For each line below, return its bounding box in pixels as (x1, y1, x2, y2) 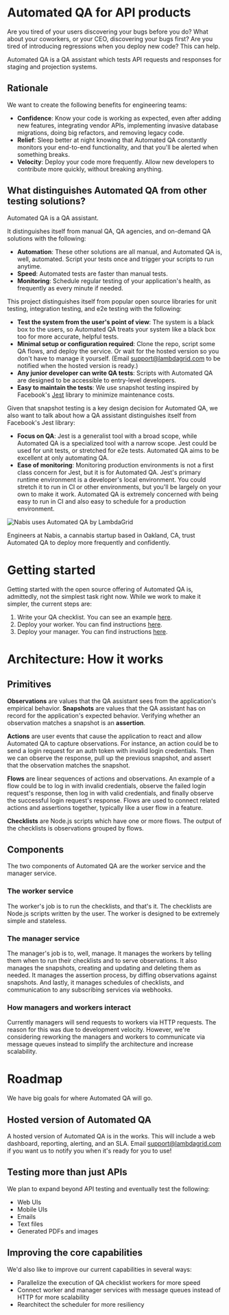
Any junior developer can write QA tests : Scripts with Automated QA (16, 369, 213, 377)
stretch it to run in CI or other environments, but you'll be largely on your (16, 482, 221, 491)
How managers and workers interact (7, 1003, 132, 1012)
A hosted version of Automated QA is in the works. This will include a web (7, 1132, 216, 1140)
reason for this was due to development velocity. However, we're (7, 1026, 191, 1034)
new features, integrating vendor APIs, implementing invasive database (16, 121, 219, 130)
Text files (16, 1220, 43, 1228)
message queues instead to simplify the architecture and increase (7, 1040, 194, 1048)
